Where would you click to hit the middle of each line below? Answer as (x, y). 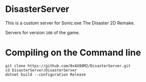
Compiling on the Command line (73, 53)
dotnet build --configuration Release (45, 75)
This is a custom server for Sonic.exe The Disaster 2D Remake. (70, 23)
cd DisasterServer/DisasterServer (41, 70)
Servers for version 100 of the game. (42, 32)
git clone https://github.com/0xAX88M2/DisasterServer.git (68, 66)
